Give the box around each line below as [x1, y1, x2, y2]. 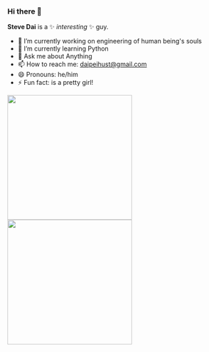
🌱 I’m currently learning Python [17, 44, 109, 53]
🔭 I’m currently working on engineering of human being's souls [17, 37, 203, 46]
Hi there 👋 [7, 6, 43, 16]
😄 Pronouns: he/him [17, 71, 78, 79]
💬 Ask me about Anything [17, 52, 92, 61]
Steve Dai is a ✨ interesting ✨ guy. [7, 23, 109, 31]
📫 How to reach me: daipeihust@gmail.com [17, 60, 147, 68]
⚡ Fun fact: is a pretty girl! [17, 78, 94, 87]
